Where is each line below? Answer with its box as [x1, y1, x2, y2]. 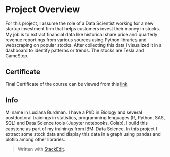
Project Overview [5, 4, 80, 15]
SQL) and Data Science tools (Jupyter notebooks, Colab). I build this [5, 120, 148, 126]
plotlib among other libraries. [5, 136, 66, 142]
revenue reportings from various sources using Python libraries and [5, 37, 147, 43]
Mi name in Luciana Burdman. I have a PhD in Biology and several [5, 109, 142, 115]
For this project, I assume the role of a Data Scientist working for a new [5, 20, 154, 26]
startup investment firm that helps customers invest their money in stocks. [5, 25, 161, 32]
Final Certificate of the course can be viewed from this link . [5, 81, 129, 87]
